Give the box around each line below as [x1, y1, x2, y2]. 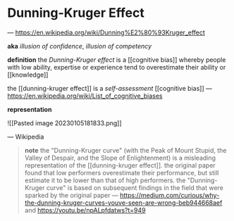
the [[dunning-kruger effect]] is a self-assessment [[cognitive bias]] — [7, 84, 213, 92]
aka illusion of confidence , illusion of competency [7, 42, 152, 50]
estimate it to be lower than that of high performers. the [24, 176, 186, 184]
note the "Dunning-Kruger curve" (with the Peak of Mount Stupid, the [24, 146, 227, 154]
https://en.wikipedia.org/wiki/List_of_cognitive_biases [7, 91, 163, 100]
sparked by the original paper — [24, 191, 118, 199]
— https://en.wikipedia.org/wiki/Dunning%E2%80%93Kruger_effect [7, 28, 206, 37]
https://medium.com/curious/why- [119, 191, 220, 199]
